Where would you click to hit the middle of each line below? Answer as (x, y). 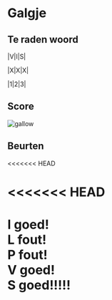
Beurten (26, 146)
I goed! (29, 224)
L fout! (27, 239)
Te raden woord (43, 40)
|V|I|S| (17, 56)
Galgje (27, 13)
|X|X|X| (18, 70)
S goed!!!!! (39, 285)
